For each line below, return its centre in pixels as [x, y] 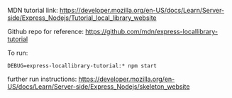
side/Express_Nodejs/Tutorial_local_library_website [82, 18]
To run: [18, 53]
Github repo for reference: [45, 32]
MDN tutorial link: [33, 10]
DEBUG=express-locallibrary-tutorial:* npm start [82, 66]
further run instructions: [42, 79]
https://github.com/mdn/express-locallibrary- [151, 32]
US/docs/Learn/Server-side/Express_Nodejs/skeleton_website [99, 87]
